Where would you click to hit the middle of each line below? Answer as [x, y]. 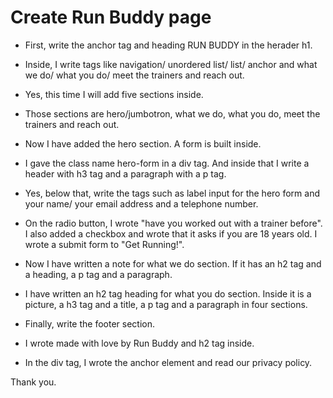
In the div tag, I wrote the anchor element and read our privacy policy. [168, 362]
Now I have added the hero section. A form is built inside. [143, 143]
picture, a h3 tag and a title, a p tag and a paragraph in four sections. [166, 304]
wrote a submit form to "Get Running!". [104, 244]
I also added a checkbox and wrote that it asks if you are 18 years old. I [171, 233]
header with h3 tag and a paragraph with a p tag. [125, 173]
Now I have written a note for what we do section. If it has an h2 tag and [173, 263]
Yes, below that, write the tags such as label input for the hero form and [172, 193]
